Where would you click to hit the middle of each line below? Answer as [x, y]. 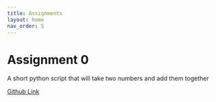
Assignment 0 [48, 60]
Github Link [23, 92]
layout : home [26, 20]
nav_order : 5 [26, 26]
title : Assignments [35, 13]
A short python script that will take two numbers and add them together [108, 78]
